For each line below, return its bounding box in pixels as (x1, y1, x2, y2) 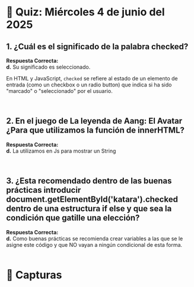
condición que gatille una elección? (6, 213, 140, 223)
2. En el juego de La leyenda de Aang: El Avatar (6, 116, 183, 126)
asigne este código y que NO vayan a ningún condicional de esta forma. (6, 241, 183, 248)
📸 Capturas (6, 268, 62, 282)
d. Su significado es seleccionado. (6, 63, 91, 70)
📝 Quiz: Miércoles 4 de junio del (6, 5, 165, 19)
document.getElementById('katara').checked (6, 195, 178, 205)
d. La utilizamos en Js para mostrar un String (6, 147, 116, 154)
